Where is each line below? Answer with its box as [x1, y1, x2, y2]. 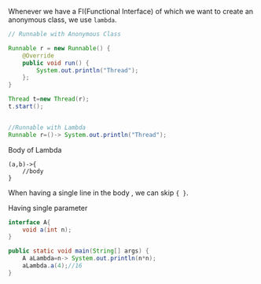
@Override [22, 51, 55, 60]
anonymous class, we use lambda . [8, 15, 117, 24]
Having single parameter [8, 203, 88, 212]
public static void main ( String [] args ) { [8, 247, 149, 255]
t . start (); [8, 102, 44, 110]
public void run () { [22, 59, 90, 67]
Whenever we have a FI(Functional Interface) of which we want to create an [8, 7, 254, 16]
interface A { [8, 218, 51, 227]
